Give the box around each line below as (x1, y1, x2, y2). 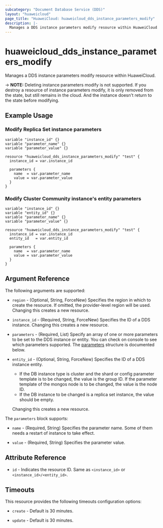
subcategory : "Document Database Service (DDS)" (5, 7, 105, 12)
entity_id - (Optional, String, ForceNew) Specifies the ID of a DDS (12, 356, 145, 362)
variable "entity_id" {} (5, 211, 55, 215)
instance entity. (12, 361, 43, 367)
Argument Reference (5, 275, 70, 283)
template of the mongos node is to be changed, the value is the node (19, 381, 158, 387)
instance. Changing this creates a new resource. (12, 322, 109, 328)
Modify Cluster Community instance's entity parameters (5, 195, 142, 202)
